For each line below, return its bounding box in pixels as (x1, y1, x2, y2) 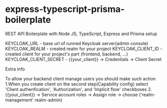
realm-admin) (34, 96, 63, 103)
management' (5, 96, 34, 103)
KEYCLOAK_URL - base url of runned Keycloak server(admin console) (5, 40, 149, 46)
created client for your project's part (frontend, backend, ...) (5, 51, 128, 57)
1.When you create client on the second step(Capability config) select (5, 81, 149, 87)
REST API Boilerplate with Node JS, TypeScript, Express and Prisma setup (5, 30, 158, 36)
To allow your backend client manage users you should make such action (5, 75, 156, 81)
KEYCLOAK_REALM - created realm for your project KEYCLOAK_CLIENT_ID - (5, 45, 163, 51)
